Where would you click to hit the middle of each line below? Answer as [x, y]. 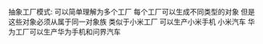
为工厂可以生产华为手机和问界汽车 [65, 32]
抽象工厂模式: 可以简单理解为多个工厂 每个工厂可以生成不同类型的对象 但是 [131, 12]
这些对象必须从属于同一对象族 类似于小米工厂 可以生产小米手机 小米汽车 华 [131, 22]
